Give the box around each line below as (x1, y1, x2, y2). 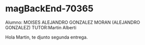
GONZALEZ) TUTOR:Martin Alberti (5, 24, 77, 30)
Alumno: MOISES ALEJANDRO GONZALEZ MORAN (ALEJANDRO (5, 19, 140, 25)
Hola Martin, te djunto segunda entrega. (5, 34, 88, 40)
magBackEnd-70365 (5, 3, 94, 14)
